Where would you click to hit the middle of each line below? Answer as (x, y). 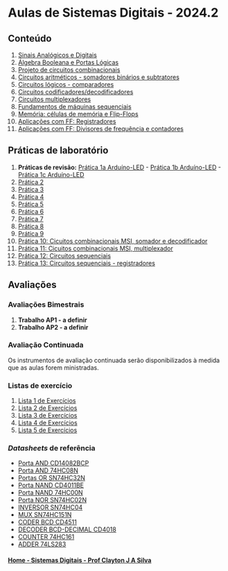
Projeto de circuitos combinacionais (69, 70)
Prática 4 (31, 196)
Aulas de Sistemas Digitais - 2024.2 (113, 13)
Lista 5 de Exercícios (47, 430)
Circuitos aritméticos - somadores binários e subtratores (98, 77)
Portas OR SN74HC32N (52, 478)
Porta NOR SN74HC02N (52, 500)
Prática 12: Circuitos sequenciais (64, 255)
